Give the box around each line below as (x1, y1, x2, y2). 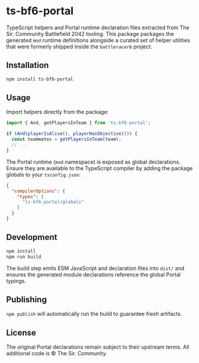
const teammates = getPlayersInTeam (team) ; (11, 136, 121, 143)
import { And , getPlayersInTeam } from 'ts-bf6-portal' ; (6, 120, 151, 126)
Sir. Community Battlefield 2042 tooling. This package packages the (6, 30, 174, 37)
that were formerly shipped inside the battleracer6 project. (6, 43, 152, 50)
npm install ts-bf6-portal (6, 76, 74, 82)
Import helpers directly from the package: (6, 109, 109, 116)
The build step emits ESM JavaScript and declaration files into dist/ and (6, 264, 185, 272)
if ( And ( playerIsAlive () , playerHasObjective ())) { (6, 131, 137, 137)
